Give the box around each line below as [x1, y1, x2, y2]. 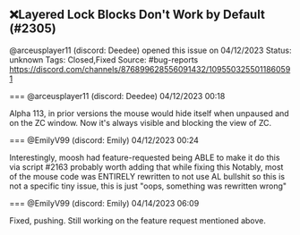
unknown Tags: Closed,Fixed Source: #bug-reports [9, 54, 199, 65]
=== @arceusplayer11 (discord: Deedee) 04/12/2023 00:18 [9, 90, 226, 101]
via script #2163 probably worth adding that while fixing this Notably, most [9, 161, 284, 172]
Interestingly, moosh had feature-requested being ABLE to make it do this [9, 152, 280, 163]
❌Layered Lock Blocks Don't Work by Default [9, 7, 266, 22]
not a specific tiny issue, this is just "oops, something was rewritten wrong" [9, 180, 287, 191]
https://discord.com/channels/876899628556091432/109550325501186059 [9, 63, 291, 74]
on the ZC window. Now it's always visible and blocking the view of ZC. [9, 117, 272, 128]
